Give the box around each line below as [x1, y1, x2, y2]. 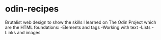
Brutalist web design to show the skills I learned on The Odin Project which [5, 19, 157, 25]
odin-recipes [5, 3, 59, 14]
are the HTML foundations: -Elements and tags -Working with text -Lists [5, 24, 151, 30]
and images [17, 29, 41, 35]
